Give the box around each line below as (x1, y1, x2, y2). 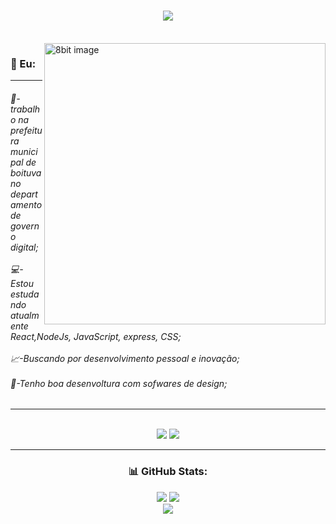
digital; (10, 241, 39, 253)
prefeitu (10, 124, 43, 136)
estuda (10, 288, 40, 300)
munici (10, 145, 38, 157)
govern (10, 220, 40, 232)
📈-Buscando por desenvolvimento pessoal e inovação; (10, 352, 240, 364)
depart (10, 188, 38, 200)
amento (10, 198, 43, 210)
